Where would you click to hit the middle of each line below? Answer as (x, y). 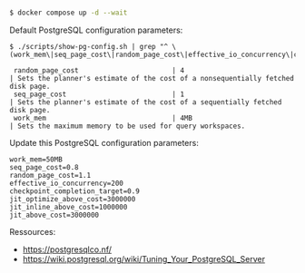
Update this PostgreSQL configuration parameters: (104, 143)
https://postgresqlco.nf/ (67, 249)
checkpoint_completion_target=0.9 (75, 191)
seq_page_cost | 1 (98, 94)
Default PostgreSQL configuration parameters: (96, 30)
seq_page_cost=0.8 (44, 168)
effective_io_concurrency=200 (67, 184)
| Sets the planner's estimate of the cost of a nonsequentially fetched (152, 79)
